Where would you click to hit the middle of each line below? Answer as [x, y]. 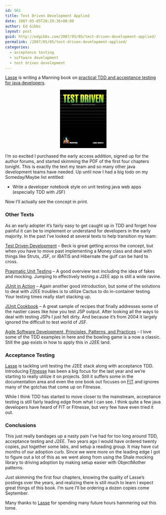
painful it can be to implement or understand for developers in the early [78, 230]
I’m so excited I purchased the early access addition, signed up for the [77, 156]
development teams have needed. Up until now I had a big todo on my [77, 172]
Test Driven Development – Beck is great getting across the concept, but [79, 245]
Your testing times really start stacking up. [48, 296]
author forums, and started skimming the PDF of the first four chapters [77, 161]
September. [17, 493]
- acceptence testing [32, 52]
